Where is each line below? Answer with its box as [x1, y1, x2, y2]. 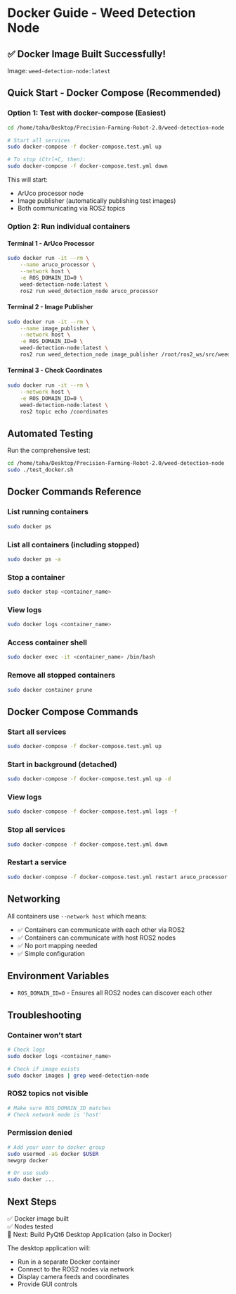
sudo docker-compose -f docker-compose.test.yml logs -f [7, 808, 178, 815]
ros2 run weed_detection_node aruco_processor [20, 287, 159, 294]
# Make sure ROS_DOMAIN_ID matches [7, 1105, 112, 1112]
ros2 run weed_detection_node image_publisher [20, 351, 159, 359]
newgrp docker [7, 1157, 49, 1164]
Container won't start [7, 1030, 82, 1040]
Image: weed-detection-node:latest [7, 67, 111, 75]
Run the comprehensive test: [7, 446, 91, 455]
